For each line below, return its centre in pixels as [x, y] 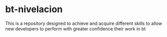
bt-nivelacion [34, 9]
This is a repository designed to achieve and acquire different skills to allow [84, 23]
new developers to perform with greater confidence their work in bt [75, 28]
